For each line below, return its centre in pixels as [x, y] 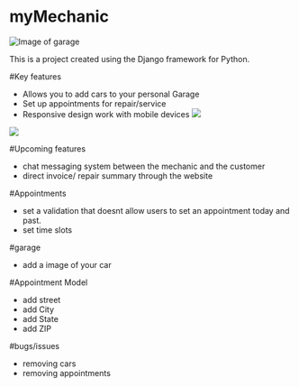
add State [40, 318]
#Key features [35, 76]
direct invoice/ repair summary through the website [118, 175]
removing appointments [66, 373]
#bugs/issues [35, 346]
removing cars [49, 364]
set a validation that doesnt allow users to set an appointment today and [156, 210]
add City [38, 309]
